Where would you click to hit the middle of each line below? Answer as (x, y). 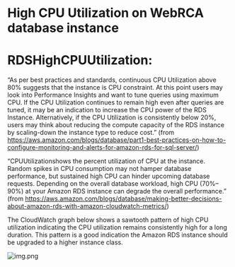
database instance (63, 28)
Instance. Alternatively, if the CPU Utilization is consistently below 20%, (112, 117)
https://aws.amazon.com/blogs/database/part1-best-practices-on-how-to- (117, 140)
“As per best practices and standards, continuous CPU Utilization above (112, 80)
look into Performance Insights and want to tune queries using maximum (113, 95)
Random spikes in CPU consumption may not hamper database (99, 169)
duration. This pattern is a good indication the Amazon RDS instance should (117, 235)
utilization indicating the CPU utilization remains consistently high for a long (117, 227)
